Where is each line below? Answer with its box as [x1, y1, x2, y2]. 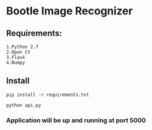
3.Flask [6, 55, 26, 61]
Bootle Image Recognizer [6, 4, 133, 18]
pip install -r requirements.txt [6, 92, 89, 98]
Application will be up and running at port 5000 [6, 116, 146, 124]
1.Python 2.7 [6, 44, 39, 50]
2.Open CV [6, 49, 31, 55]
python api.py [6, 102, 42, 108]
